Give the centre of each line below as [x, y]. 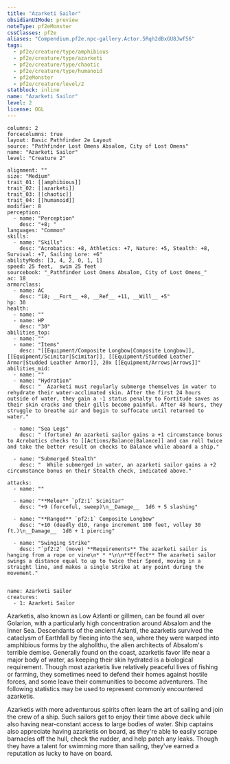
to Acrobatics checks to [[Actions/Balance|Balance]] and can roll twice [115, 440]
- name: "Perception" [44, 218]
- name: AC [29, 290]
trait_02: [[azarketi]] [41, 188]
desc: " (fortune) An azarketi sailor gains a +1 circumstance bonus [121, 435]
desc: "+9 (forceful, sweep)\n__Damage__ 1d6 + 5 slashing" [108, 507]
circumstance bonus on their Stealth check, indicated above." [100, 471]
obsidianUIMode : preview [43, 20]
